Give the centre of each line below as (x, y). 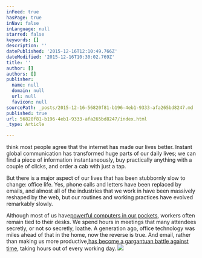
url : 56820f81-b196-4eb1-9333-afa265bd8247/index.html (77, 119)
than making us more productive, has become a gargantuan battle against (98, 241)
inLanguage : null (28, 29)
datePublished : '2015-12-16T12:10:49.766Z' (62, 51)
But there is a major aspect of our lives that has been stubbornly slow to (96, 178)
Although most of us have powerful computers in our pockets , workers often (101, 216)
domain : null (28, 91)
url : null (24, 96)
